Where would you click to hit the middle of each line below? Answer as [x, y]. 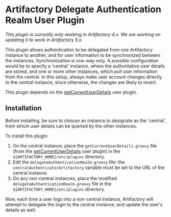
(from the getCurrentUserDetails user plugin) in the [66, 151]
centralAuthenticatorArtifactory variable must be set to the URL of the [89, 167]
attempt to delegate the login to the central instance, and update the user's [84, 204]
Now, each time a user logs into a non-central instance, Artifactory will [79, 199]
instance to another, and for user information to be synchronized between [83, 55]
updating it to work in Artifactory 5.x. [44, 40]
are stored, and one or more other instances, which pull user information [81, 71]
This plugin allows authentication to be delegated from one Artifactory [79, 50]
